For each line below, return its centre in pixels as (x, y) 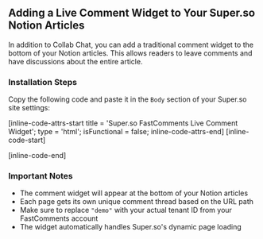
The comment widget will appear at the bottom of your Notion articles (134, 193)
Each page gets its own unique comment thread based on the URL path (137, 202)
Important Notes (41, 176)
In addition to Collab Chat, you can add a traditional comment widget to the (131, 44)
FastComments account (59, 218)
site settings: (29, 108)
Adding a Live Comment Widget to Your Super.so (132, 13)
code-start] (27, 140)
